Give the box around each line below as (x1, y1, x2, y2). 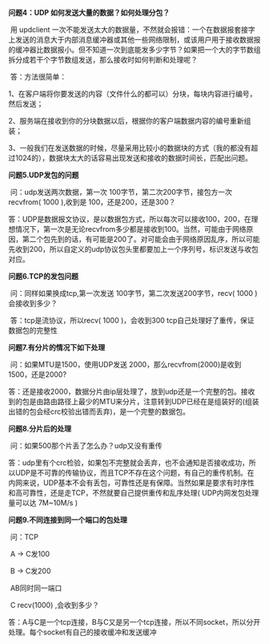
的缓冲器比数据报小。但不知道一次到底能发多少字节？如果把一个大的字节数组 (8, 45, 261, 55)
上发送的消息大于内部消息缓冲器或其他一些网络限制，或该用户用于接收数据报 (8, 35, 261, 44)
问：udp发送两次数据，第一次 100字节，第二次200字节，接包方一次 (10, 188, 232, 196)
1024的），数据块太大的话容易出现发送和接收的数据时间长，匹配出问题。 (14, 153, 252, 163)
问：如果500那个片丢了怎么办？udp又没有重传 (10, 441, 163, 450)
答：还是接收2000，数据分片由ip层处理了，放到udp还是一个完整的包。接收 (8, 387, 255, 396)
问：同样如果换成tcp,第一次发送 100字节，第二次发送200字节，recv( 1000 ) (10, 289, 258, 298)
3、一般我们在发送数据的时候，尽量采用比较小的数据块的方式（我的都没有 (8, 144, 251, 152)
